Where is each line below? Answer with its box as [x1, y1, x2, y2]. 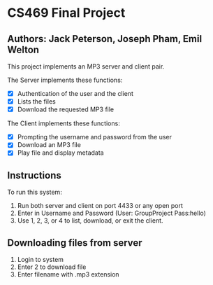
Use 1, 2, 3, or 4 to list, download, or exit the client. [17, 216, 163, 225]
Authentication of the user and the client [17, 90, 134, 97]
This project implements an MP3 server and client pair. [7, 62, 165, 71]
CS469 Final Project [7, 5, 126, 21]
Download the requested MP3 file [17, 105, 115, 113]
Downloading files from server [7, 237, 142, 249]
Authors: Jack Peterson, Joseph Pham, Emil [7, 33, 203, 45]
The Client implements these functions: [7, 119, 120, 127]
